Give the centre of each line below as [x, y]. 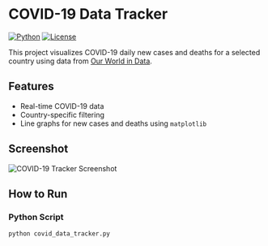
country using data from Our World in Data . [80, 61]
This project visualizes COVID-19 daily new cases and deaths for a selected [134, 52]
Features [31, 86]
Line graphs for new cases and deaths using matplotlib [113, 123]
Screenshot [38, 149]
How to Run [38, 194]
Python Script [36, 217]
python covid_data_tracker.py [60, 234]
